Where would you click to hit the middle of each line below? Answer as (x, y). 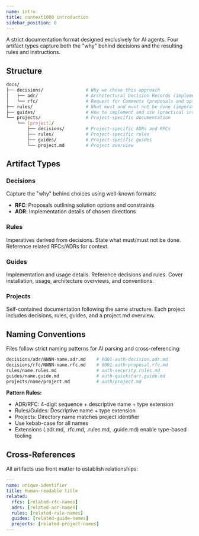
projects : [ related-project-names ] (55, 524)
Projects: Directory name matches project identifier (77, 417)
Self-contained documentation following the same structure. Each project (96, 309)
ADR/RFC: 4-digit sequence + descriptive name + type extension (94, 404)
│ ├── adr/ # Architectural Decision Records (88, 96)
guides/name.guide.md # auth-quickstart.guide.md (86, 376)
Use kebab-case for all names (52, 423)
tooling (23, 436)
